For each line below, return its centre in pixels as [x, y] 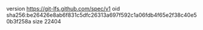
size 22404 [47, 21]
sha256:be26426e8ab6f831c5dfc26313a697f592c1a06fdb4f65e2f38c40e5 [102, 15]
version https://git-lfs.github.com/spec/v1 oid [63, 9]
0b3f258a [19, 21]
